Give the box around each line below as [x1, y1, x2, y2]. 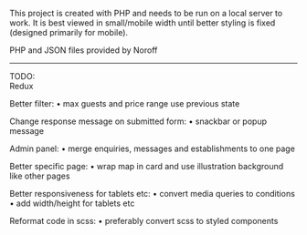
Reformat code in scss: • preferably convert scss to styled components [9, 216, 279, 226]
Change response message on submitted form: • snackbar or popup [9, 116, 268, 127]
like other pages [9, 170, 70, 181]
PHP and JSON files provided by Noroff [9, 45, 158, 56]
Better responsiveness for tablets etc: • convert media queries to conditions [9, 189, 295, 199]
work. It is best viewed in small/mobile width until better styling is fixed [9, 17, 276, 28]
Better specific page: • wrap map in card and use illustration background [9, 161, 284, 171]
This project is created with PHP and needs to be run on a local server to [9, 8, 283, 18]
